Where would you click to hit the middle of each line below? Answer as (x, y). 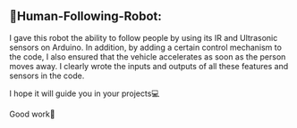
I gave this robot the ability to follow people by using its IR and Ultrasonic (144, 37)
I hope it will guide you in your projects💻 (85, 93)
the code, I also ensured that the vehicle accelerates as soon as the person (148, 56)
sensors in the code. (47, 76)
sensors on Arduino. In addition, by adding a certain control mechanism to (145, 47)
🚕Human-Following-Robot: (86, 16)
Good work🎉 (32, 114)
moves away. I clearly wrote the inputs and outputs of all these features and (149, 66)
